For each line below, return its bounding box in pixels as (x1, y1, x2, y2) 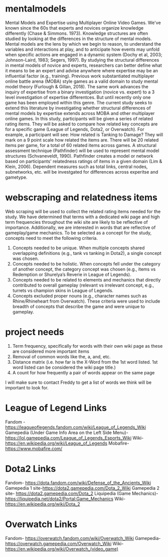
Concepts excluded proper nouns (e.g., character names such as (12, 293, 147, 299)
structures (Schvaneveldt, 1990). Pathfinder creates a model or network (5, 153, 154, 159)
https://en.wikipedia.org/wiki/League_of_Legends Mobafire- (5, 440, 129, 446)
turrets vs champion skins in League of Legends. (12, 287, 114, 294)
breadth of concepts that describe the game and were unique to (12, 303, 145, 309)
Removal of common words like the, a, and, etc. (12, 353, 111, 359)
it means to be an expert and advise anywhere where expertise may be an (5, 67, 158, 73)
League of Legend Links (5, 402, 107, 413)
